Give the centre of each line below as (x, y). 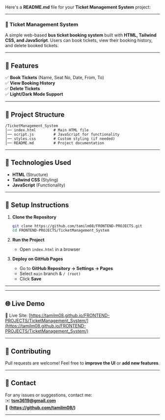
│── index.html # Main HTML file (47, 130)
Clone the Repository (34, 217)
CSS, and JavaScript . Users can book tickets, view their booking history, (79, 40)
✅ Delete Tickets (23, 89)
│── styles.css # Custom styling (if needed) (60, 139)
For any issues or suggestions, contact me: (49, 395)
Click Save (30, 279)
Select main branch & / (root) (50, 274)
